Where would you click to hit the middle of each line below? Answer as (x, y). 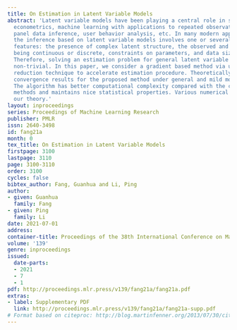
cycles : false (28, 178)
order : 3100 (25, 171)
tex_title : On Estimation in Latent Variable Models (86, 145)
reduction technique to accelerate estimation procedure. (101, 73)
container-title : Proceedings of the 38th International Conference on (115, 237)
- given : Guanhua (33, 197)
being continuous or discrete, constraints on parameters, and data (116, 54)
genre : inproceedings (39, 250)
